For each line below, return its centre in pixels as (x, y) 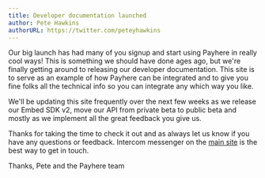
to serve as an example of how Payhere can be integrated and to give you (129, 78)
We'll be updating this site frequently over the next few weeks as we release (132, 102)
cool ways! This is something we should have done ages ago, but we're (125, 61)
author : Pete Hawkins (44, 23)
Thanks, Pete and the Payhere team (66, 166)
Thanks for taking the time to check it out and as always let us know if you (129, 134)
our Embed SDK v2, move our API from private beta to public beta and (123, 110)
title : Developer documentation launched (78, 15)
